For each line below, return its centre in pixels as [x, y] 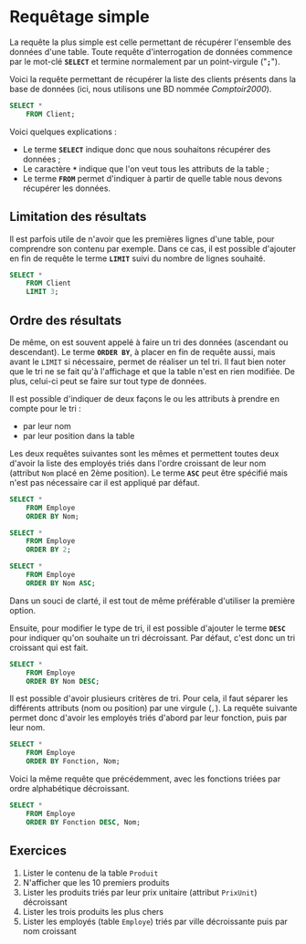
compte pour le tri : [46, 408]
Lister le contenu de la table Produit [90, 873]
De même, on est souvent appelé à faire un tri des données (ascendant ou [149, 342]
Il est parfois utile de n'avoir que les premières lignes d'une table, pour [142, 238]
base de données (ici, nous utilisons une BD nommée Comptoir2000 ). [141, 89]
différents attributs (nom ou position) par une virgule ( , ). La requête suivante [153, 708]
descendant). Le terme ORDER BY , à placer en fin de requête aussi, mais [142, 351]
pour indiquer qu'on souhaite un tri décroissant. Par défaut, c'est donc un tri [152, 637]
